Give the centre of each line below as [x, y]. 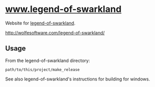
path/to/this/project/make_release [43, 69]
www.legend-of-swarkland [63, 9]
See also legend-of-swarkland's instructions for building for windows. [77, 79]
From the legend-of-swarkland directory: [48, 60]
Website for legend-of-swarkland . [40, 23]
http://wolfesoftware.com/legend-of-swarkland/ [55, 32]
